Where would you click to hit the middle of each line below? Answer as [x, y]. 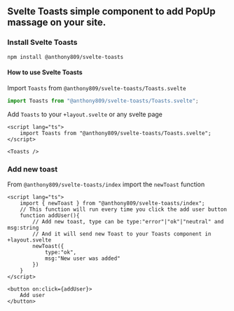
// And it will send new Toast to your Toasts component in [122, 234]
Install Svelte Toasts [42, 43]
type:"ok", [61, 253]
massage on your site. [57, 23]
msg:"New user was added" [82, 258]
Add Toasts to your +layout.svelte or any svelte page [85, 114]
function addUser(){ [50, 216]
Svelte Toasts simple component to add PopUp [111, 12]
